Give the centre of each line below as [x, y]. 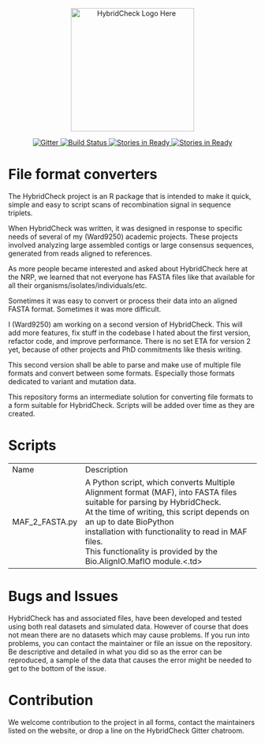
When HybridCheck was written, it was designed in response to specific [125, 228]
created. [22, 413]
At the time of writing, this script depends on [167, 512]
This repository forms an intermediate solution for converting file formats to [131, 397]
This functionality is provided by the [151, 551]
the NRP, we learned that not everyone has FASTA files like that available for [131, 277]
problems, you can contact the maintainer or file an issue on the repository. [130, 643]
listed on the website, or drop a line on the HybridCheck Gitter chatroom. [126, 730]
